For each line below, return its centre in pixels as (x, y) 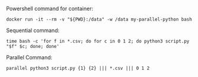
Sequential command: (33, 30)
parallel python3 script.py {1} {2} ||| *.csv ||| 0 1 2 (78, 68)
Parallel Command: (29, 57)
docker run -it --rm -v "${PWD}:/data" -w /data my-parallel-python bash (99, 20)
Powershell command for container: (50, 9)
